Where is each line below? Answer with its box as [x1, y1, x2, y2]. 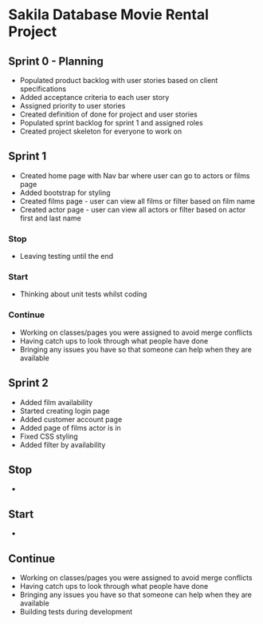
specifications [19, 84, 66, 93]
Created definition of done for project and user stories [19, 109, 198, 119]
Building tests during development [19, 606, 133, 616]
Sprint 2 [8, 376, 49, 390]
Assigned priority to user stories [19, 101, 126, 110]
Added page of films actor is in [19, 423, 121, 432]
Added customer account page [19, 414, 123, 424]
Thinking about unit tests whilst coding [19, 289, 147, 299]
